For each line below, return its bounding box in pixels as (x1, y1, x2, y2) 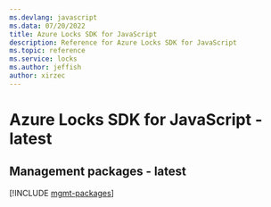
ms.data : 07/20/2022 (9, 21, 86, 30)
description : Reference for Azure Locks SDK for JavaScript (9, 37, 238, 47)
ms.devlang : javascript (9, 12, 98, 22)
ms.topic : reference (9, 46, 86, 55)
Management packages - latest (9, 164, 187, 179)
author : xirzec (9, 71, 66, 80)
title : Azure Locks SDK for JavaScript (9, 29, 158, 38)
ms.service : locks (9, 54, 78, 63)
